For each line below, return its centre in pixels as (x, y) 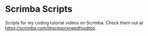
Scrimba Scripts (39, 9)
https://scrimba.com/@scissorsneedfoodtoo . (51, 28)
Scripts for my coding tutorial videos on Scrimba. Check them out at (74, 23)
